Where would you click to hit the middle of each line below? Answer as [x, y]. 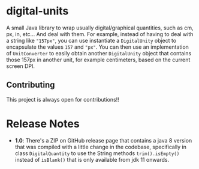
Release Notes [43, 124]
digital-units [37, 11]
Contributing [31, 85]
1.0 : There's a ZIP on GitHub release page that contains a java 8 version [103, 140]
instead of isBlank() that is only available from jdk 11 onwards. [92, 159]
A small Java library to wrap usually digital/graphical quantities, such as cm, [100, 28]
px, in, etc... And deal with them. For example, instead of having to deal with [100, 34]
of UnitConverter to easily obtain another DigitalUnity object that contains [99, 53]
